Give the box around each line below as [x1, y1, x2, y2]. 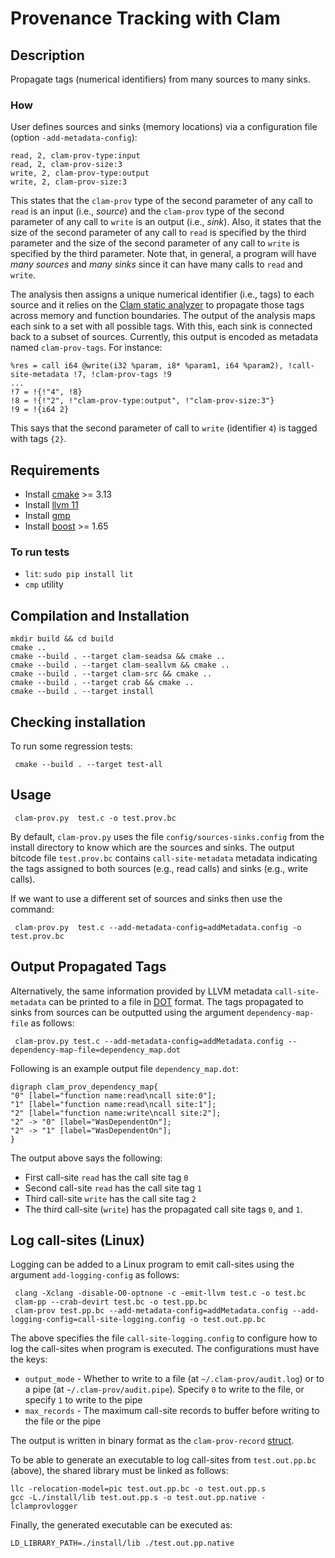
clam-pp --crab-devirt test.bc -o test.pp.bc [14, 1297, 208, 1307]
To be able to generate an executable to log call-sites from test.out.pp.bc [10, 1454, 317, 1466]
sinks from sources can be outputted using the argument [10, 1006, 245, 1018]
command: [10, 903, 55, 915]
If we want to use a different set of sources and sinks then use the [10, 892, 283, 904]
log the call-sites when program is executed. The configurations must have [10, 1343, 320, 1355]
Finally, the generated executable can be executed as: [10, 1519, 233, 1531]
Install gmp [24, 510, 71, 522]
